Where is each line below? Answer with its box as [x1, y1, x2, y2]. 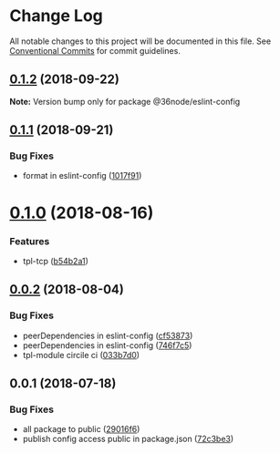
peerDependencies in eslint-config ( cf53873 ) [22, 330, 193, 341]
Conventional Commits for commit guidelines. [9, 45, 181, 56]
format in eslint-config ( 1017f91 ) [22, 170, 142, 181]
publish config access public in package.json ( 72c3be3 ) [22, 434, 234, 445]
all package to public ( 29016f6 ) [22, 424, 140, 435]
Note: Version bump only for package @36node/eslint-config [9, 96, 241, 107]
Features [9, 234, 50, 247]
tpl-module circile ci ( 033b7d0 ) [22, 349, 140, 360]
